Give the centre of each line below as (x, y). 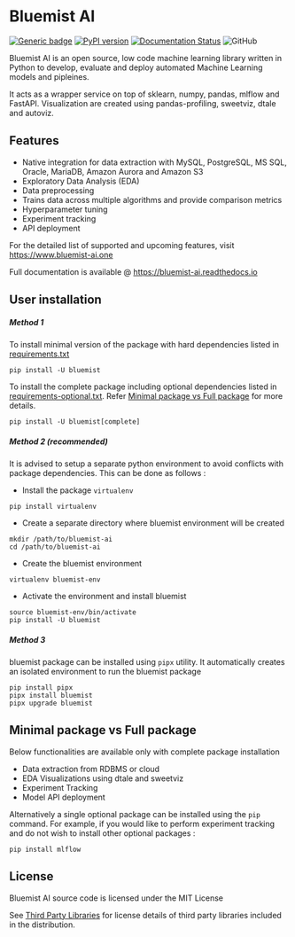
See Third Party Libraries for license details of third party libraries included (145, 915)
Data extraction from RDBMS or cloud (91, 769)
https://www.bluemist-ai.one (61, 254)
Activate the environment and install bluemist (104, 597)
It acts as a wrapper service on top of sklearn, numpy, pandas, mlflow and (144, 94)
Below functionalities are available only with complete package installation (145, 752)
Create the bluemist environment (82, 564)
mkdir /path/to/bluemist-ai (61, 539)
